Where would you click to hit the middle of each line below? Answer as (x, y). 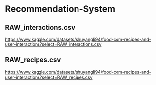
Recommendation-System (60, 9)
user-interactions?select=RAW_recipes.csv (49, 77)
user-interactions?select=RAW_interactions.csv (53, 44)
